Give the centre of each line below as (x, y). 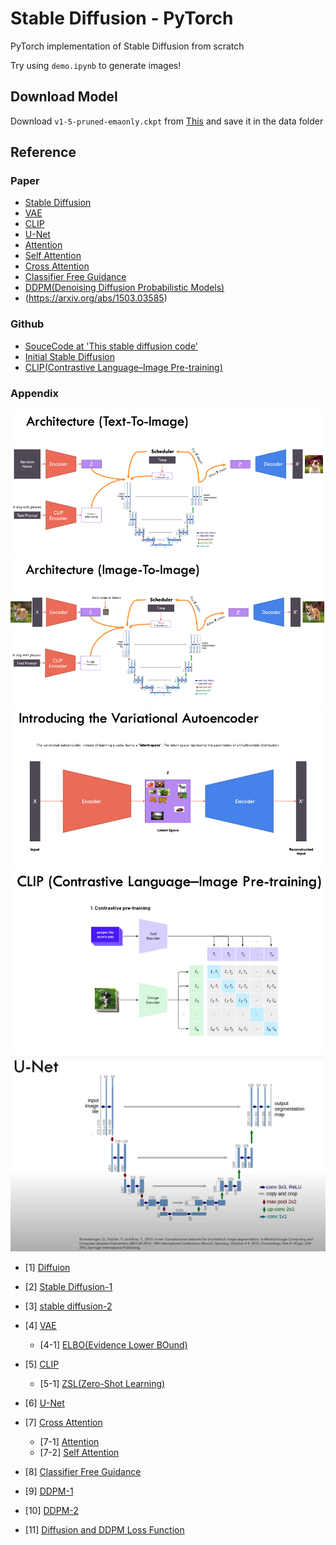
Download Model (64, 97)
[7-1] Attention (69, 1441)
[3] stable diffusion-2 (68, 1306)
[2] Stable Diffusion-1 (68, 1286)
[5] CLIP (42, 1364)
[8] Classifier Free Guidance (83, 1471)
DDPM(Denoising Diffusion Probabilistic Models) (124, 288)
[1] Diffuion (47, 1267)
